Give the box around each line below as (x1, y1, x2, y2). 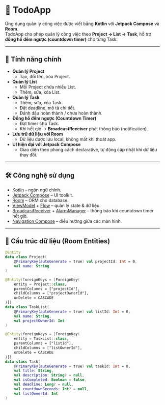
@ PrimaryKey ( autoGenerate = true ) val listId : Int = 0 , (14, 309, 131, 314)
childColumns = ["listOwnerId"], (14, 346, 82, 350)
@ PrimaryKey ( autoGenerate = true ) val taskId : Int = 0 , (14, 364, 131, 369)
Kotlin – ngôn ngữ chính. (12, 187, 61, 193)
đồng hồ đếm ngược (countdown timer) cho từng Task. (5, 36, 118, 42)
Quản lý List (12, 79, 37, 85)
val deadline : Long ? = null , (14, 382, 74, 387)
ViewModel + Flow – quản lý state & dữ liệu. (12, 202, 101, 208)
